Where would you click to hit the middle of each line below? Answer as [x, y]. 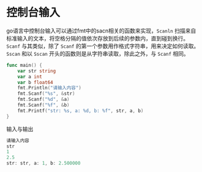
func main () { [24, 65]
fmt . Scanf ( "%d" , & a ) [43, 99]
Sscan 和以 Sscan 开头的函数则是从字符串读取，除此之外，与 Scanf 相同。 [98, 53]
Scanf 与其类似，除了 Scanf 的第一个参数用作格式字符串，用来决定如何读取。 [103, 46]
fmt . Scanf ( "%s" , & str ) [46, 94]
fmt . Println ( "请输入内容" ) [49, 88]
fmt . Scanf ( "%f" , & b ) [43, 105]
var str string [37, 71]
